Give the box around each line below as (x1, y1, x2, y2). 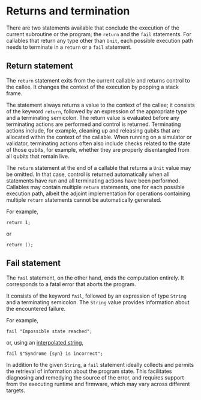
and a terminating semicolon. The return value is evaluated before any (6, 114, 180, 121)
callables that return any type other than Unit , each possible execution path (6, 37, 193, 44)
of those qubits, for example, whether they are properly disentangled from (6, 146, 190, 153)
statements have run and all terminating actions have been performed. (6, 177, 180, 184)
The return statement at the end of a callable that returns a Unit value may (6, 164, 191, 171)
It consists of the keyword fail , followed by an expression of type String (6, 292, 187, 299)
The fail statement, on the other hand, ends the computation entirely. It (6, 274, 184, 281)
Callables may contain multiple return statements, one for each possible (6, 183, 185, 190)
